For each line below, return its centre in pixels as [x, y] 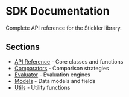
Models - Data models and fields [55, 81]
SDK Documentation [58, 11]
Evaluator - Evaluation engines [52, 75]
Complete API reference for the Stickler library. [64, 28]
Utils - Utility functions [42, 87]
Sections [23, 47]
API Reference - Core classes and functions [69, 61]
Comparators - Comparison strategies [61, 68]
